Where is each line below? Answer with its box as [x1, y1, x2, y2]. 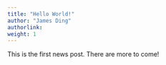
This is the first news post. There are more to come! [7, 50, 160, 59]
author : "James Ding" [7, 17, 72, 24]
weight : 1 [7, 30, 37, 38]
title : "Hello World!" [7, 10, 75, 18]
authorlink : [7, 24, 43, 31]
